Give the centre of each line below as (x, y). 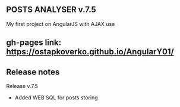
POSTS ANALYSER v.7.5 (51, 10)
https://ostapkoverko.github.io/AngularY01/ (90, 52)
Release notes (33, 72)
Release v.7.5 (22, 86)
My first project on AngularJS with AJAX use (61, 24)
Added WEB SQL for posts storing (56, 98)
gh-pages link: (34, 43)
